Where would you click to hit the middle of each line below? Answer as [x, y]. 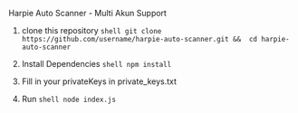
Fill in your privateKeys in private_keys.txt [99, 81]
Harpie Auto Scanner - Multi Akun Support [87, 13]
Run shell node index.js [69, 99]
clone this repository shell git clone [91, 30]
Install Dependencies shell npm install [96, 64]
